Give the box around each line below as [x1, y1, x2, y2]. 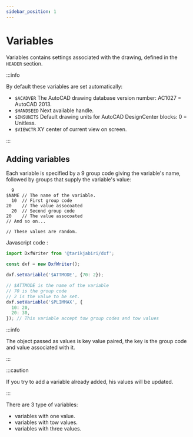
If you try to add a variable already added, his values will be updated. [6, 379, 174, 386]
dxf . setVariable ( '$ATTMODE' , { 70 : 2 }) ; [6, 272, 104, 278]
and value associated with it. [6, 344, 75, 351]
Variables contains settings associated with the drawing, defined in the [6, 54, 178, 61]
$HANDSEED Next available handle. [14, 107, 94, 114]
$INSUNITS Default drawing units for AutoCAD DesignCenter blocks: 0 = [14, 113, 187, 120]
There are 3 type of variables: [6, 401, 78, 408]
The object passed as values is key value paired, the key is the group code [6, 338, 187, 345]
